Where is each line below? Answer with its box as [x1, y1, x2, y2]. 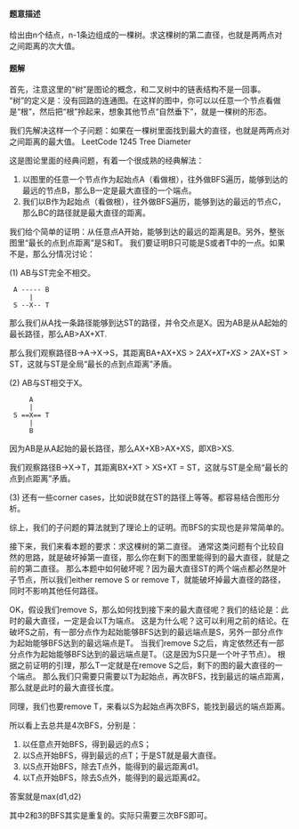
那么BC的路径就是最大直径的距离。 [21, 207, 151, 218]
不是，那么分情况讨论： [9, 249, 95, 260]
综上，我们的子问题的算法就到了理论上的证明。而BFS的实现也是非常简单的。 [9, 522, 289, 533]
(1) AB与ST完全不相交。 [9, 268, 96, 278]
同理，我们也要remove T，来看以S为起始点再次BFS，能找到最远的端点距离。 [9, 701, 290, 712]
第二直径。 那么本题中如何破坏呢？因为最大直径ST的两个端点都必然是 [24, 563, 279, 574]
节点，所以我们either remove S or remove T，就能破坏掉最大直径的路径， [16, 575, 286, 585]
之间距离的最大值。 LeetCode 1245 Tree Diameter [9, 136, 191, 147]
